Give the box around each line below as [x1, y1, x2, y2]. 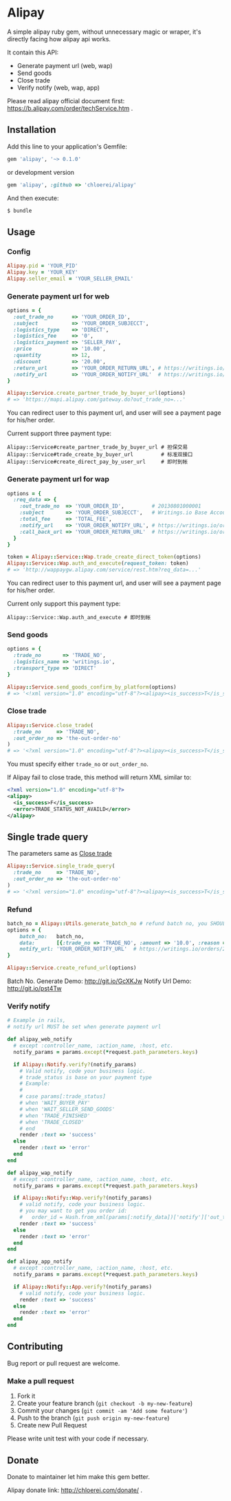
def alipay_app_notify [7, 1258, 72, 1265]
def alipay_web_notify [7, 1036, 72, 1043]
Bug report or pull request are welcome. [7, 1359, 120, 1367]
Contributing [7, 1341, 63, 1352]
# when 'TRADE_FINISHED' [19, 1112, 91, 1119]
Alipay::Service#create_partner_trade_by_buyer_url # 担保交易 [7, 444, 188, 451]
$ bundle [7, 207, 32, 214]
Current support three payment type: [7, 429, 112, 438]
